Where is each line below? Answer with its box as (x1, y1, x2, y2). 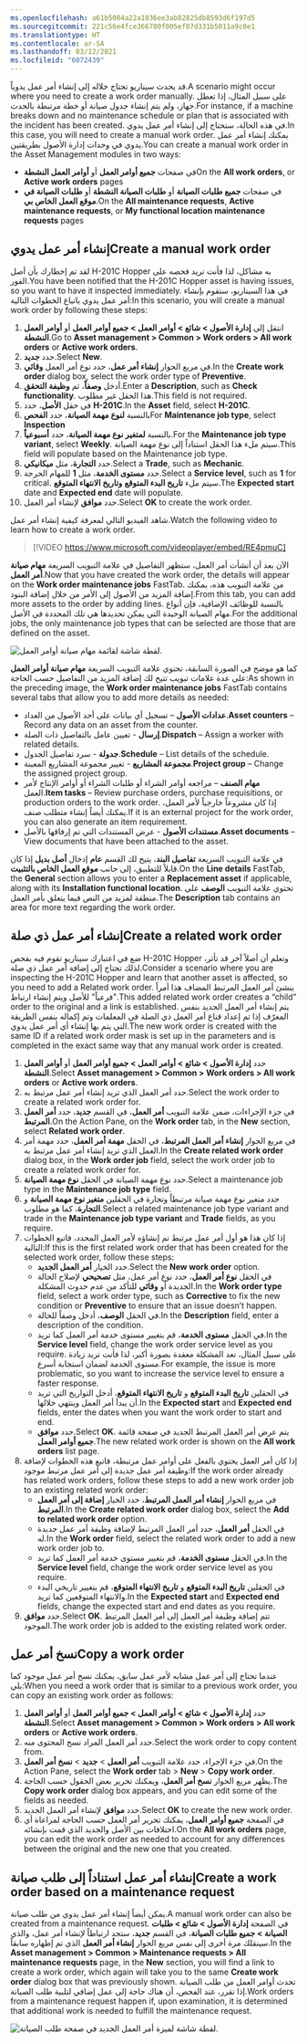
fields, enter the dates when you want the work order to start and (36, 1407, 282, 1418)
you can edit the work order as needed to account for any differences (23, 1834, 285, 1845)
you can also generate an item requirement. (23, 816, 188, 827)
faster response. (36, 1378, 99, 1388)
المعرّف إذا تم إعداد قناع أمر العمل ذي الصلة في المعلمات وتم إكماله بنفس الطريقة (10, 1011, 290, 1022)
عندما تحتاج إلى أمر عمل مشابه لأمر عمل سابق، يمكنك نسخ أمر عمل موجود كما (10, 1671, 278, 1682)
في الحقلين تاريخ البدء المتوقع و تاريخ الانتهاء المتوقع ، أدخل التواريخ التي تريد (36, 1387, 290, 1398)
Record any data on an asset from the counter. (23, 718, 199, 730)
